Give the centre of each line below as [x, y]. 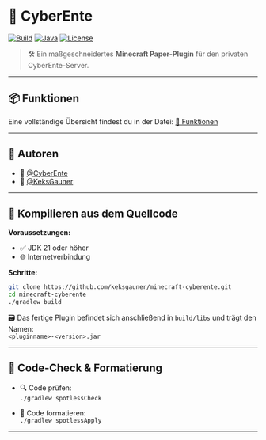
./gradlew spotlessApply [61, 420]
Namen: [21, 329]
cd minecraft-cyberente [47, 295]
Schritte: [23, 273]
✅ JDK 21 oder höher [54, 248]
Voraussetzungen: [40, 233]
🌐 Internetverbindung [55, 257]
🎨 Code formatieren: [53, 413]
